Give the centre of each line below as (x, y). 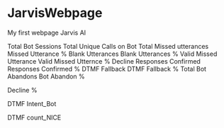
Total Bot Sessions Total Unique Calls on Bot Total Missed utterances (108, 46)
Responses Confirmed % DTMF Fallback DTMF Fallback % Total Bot (107, 69)
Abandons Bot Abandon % (46, 76)
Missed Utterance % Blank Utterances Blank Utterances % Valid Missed (112, 54)
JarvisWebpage (55, 13)
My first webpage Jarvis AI (47, 33)
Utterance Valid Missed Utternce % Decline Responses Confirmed (104, 61)
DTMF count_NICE (34, 117)
